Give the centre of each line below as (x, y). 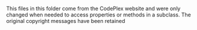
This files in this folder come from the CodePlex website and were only (93, 9)
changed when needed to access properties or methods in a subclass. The (99, 15)
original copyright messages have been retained (66, 21)
